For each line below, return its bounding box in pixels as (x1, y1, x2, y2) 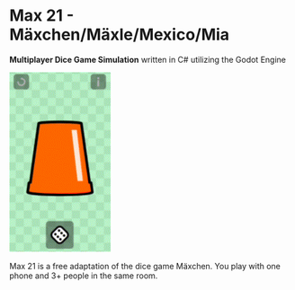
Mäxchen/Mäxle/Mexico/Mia (9, 24, 230, 45)
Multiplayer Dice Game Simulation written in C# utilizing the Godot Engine (9, 54, 286, 65)
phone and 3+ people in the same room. (9, 270, 158, 281)
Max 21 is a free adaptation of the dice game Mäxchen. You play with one (9, 260, 282, 271)
